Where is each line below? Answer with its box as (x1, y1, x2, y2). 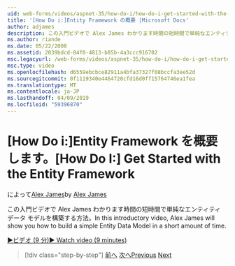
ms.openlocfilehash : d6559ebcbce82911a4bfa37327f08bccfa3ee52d (7, 68, 196, 75)
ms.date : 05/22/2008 (7, 43, 68, 50)
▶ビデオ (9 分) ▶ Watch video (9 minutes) (7, 235, 127, 244)
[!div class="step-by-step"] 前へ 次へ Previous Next (24, 251, 172, 259)
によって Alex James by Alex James (7, 190, 107, 198)
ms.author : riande (7, 36, 61, 43)
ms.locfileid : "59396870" (7, 101, 83, 108)
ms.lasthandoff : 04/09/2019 (7, 95, 90, 102)
